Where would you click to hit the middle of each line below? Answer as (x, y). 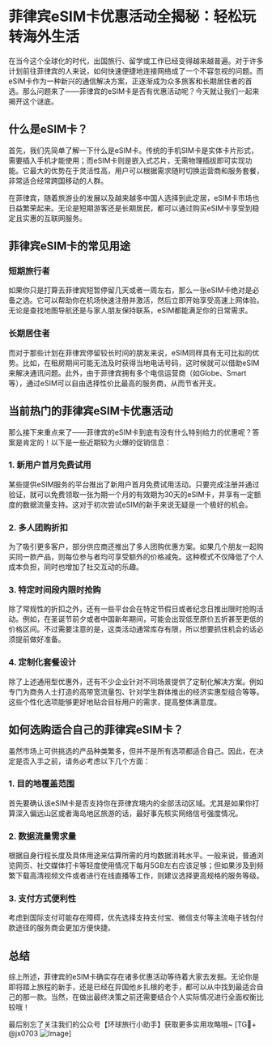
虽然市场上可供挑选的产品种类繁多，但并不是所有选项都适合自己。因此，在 (132, 750)
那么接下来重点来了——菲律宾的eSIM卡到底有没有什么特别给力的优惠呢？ (130, 432)
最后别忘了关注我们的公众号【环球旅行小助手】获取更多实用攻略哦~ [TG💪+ (132, 1024)
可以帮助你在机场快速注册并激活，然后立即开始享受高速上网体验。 (153, 300)
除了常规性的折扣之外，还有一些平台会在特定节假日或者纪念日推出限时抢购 (132, 609)
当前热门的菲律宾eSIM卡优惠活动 (91, 411)
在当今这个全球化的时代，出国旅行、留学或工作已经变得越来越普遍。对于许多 (136, 61)
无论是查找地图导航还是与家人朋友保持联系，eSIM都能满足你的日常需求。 (130, 310)
